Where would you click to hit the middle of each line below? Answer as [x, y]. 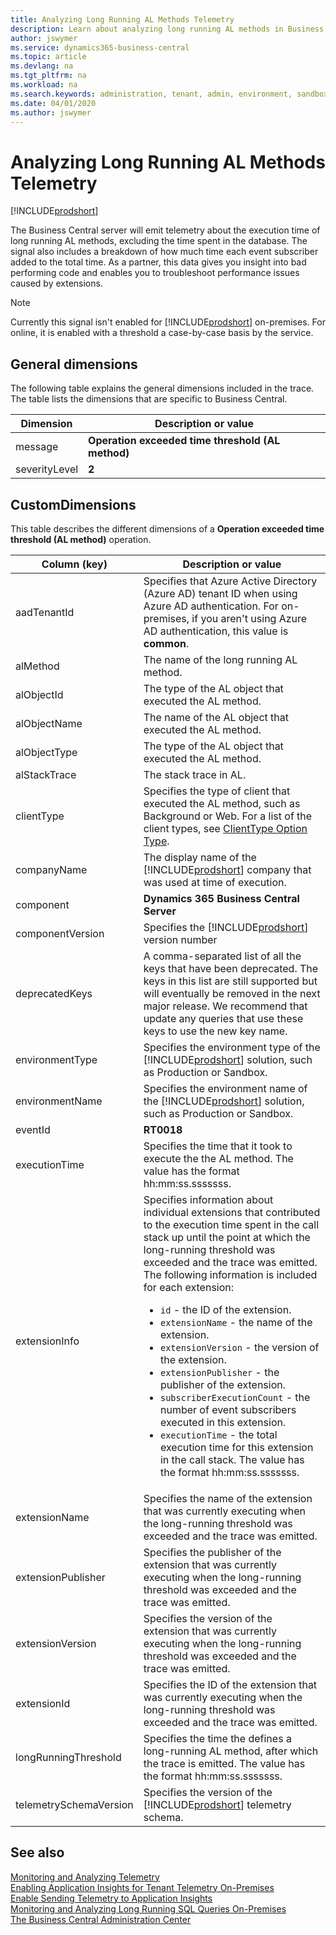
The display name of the [200, 857]
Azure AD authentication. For [211, 606]
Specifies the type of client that [217, 791]
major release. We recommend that [225, 1006]
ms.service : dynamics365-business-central [100, 47]
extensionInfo [47, 1341]
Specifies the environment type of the [232, 1047]
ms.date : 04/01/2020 [53, 103]
